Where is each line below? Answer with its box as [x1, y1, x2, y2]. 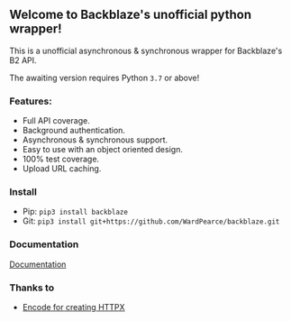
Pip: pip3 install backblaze [22, 206, 129, 217]
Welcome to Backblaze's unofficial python [9, 7, 252, 23]
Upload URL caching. [22, 163, 102, 174]
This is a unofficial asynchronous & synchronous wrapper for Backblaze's [9, 45, 283, 56]
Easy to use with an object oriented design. [22, 144, 183, 155]
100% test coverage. [22, 153, 100, 165]
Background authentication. [22, 125, 126, 136]
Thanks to [9, 281, 55, 294]
